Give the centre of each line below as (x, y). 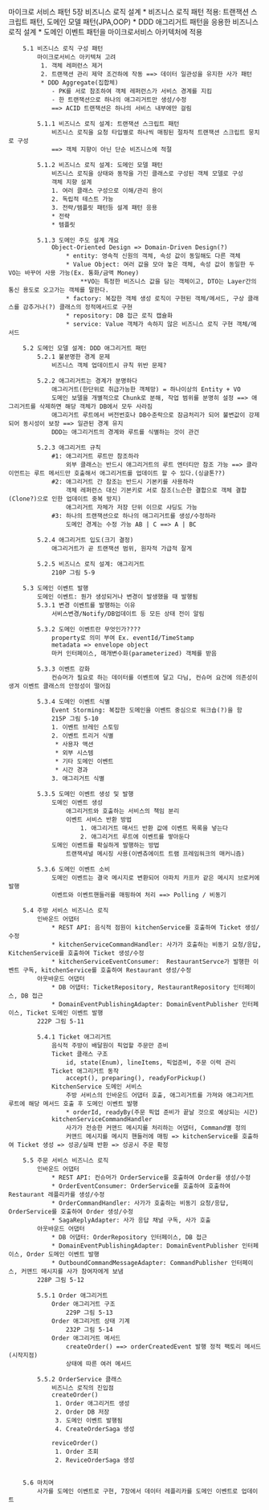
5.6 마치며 (39, 1483)
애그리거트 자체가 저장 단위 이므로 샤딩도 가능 (132, 508)
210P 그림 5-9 (73, 573)
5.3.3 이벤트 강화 (64, 669)
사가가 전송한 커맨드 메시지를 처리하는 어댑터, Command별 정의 (156, 1128)
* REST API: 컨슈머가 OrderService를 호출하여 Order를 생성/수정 (151, 1177)
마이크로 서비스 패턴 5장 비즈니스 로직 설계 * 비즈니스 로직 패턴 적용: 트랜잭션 (128, 12)
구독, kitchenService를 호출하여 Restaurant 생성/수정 (107, 970)
